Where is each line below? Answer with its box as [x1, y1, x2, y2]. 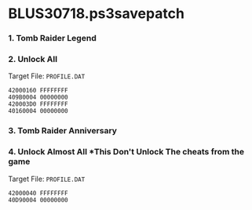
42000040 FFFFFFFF [8, 189, 68, 197]
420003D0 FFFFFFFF [8, 100, 68, 108]
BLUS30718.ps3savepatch [8, 5, 184, 23]
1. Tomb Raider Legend [8, 33, 97, 44]
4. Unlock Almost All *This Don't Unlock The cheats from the [8, 147, 245, 157]
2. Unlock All [8, 54, 57, 65]
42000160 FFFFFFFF [8, 87, 68, 95]
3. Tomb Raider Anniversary [8, 125, 118, 136]
